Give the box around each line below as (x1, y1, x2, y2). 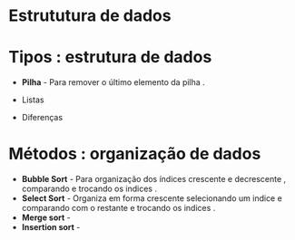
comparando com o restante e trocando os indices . (21, 203, 216, 214)
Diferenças (21, 112, 64, 123)
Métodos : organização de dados (8, 144, 261, 164)
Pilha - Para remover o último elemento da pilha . (21, 77, 205, 88)
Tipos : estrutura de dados (8, 47, 212, 68)
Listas (21, 94, 44, 105)
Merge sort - (21, 212, 71, 223)
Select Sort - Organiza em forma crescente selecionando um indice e (21, 193, 282, 204)
